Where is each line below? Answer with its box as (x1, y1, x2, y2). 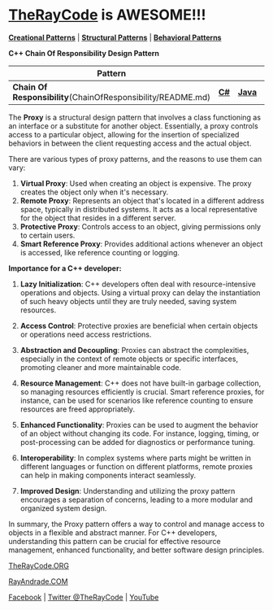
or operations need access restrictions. (19, 329, 152, 339)
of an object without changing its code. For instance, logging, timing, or (19, 429, 260, 438)
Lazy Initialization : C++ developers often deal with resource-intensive (19, 279, 256, 289)
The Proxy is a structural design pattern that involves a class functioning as (8, 112, 262, 122)
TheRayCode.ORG (8, 560, 69, 570)
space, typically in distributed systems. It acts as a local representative (19, 204, 258, 214)
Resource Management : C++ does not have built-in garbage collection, (19, 378, 262, 388)
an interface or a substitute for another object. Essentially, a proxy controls (8, 120, 258, 131)
